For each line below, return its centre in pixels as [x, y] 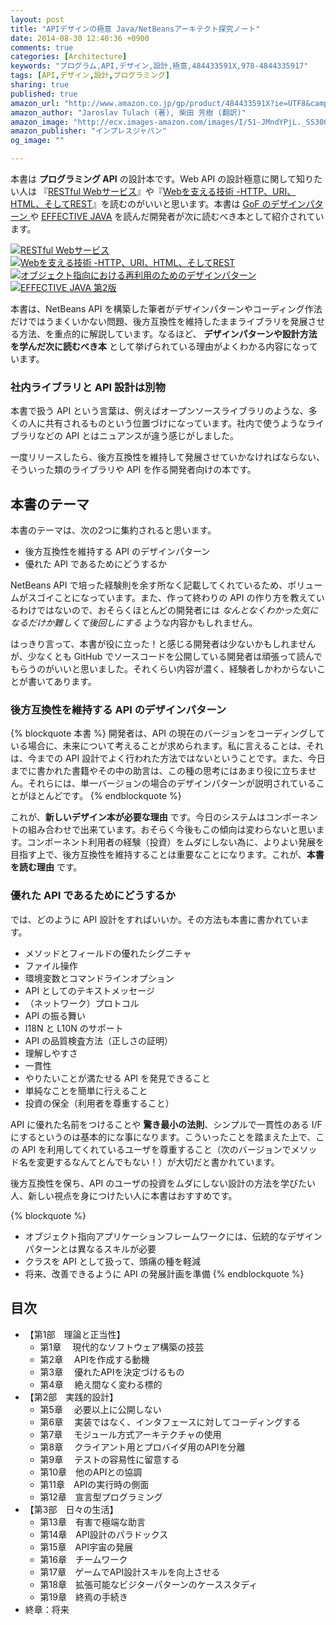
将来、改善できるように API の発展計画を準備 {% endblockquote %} [164, 1273]
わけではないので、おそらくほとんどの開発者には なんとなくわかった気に [168, 610]
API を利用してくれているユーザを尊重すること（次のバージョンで [156, 1149]
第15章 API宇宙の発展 [86, 1547]
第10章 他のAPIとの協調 [91, 1472]
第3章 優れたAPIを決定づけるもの [112, 1372]
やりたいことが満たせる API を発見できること [117, 1078]
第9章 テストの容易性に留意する [109, 1459]
